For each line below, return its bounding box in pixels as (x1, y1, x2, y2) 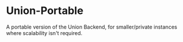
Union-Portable (6, 4, 84, 17)
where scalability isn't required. (6, 29, 83, 36)
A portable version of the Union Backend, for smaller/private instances (6, 23, 178, 30)
